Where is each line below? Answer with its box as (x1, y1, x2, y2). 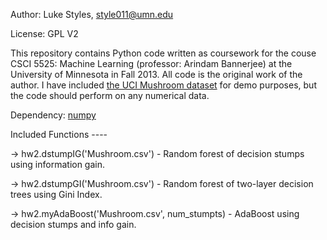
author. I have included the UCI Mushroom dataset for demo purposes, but (10, 79, 317, 91)
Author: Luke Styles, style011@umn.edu (10, 9, 174, 20)
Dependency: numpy (10, 109, 97, 121)
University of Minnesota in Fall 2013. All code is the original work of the (10, 69, 303, 80)
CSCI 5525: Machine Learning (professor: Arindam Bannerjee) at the (10, 58, 293, 69)
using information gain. (10, 159, 106, 170)
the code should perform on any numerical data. (10, 90, 210, 101)
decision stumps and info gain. (10, 219, 137, 230)
